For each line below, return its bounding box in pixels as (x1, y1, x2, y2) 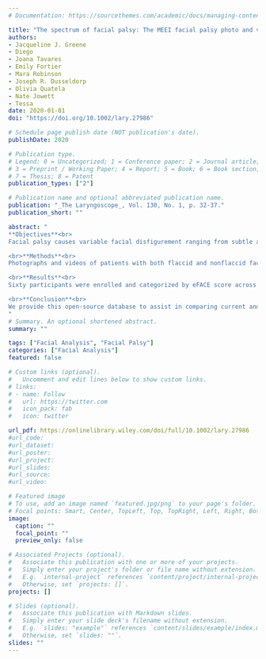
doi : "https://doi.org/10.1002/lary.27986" (8, 114, 154, 123)
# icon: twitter (8, 413, 69, 421)
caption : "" (15, 522, 55, 530)
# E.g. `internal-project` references (8, 573, 144, 581)
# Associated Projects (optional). (8, 551, 126, 559)
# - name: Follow (8, 390, 66, 398)
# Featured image (8, 493, 66, 501)
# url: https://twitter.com (8, 398, 108, 406)
